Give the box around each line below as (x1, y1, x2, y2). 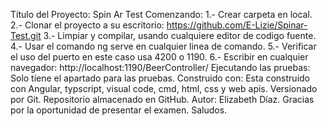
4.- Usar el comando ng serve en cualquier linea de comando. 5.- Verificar (10, 40, 317, 52)
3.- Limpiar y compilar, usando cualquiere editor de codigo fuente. (43, 30, 317, 41)
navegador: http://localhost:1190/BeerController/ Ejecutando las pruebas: (10, 62, 311, 73)
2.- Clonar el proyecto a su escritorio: (10, 19, 165, 31)
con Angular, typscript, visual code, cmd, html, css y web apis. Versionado (10, 83, 318, 94)
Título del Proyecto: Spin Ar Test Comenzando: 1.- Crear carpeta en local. (10, 9, 313, 20)
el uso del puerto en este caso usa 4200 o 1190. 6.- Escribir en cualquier (10, 51, 309, 63)
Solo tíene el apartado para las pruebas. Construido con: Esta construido (10, 72, 310, 84)
